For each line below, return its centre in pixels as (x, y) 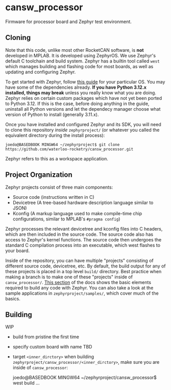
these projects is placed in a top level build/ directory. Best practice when (83, 271)
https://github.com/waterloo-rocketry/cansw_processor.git (69, 149)
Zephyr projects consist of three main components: (59, 187)
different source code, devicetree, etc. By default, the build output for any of (86, 266)
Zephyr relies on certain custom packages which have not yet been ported (84, 98)
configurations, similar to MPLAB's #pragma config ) (66, 219)
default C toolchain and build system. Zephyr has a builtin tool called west (82, 61)
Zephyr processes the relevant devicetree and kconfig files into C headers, (84, 229)
